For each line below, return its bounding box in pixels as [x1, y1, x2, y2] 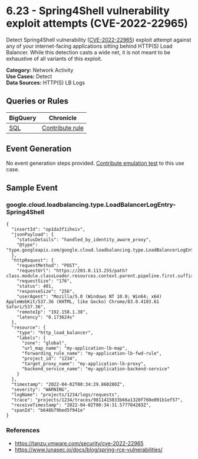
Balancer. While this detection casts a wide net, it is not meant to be [6, 48, 171, 56]
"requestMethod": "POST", [16, 263, 81, 269]
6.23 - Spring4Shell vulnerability [6, 4, 170, 18]
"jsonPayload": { [11, 232, 54, 237]
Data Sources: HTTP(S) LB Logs [6, 79, 85, 86]
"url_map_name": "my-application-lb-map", [21, 346, 128, 351]
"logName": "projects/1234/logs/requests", [11, 392, 120, 398]
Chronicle [49, 113, 77, 122]
